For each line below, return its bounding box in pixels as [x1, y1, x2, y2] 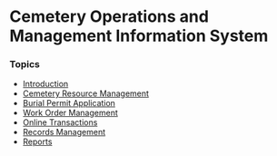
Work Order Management [22, 107, 118, 119]
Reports [22, 136, 53, 147]
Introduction [22, 79, 69, 90]
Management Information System [9, 25, 269, 46]
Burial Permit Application [22, 98, 116, 109]
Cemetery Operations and [9, 6, 209, 27]
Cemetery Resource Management [22, 88, 150, 99]
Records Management [22, 127, 106, 138]
